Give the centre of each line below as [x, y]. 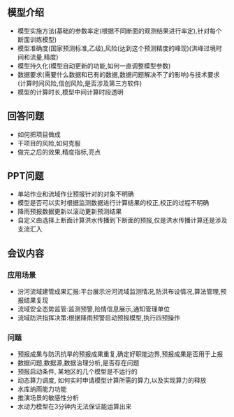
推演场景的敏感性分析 [48, 398]
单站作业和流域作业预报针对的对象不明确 [75, 194]
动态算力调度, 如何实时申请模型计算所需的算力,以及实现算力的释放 [112, 381]
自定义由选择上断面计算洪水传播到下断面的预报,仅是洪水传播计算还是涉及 [122, 220]
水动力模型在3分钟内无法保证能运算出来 [74, 407]
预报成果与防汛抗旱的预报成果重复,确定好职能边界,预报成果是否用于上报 [120, 354]
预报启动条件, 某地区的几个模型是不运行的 [77, 372]
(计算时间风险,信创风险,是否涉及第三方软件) [80, 83]
